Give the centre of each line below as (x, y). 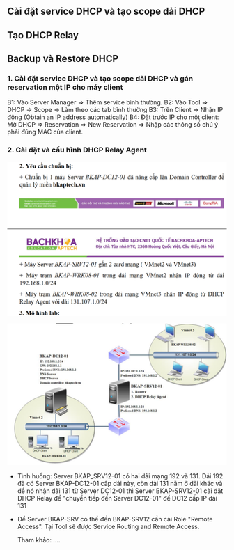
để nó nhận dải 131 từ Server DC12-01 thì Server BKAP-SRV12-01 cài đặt (120, 491)
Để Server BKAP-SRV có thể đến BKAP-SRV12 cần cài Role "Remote (115, 519)
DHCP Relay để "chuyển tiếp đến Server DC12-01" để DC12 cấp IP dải (117, 498)
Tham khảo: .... (39, 540)
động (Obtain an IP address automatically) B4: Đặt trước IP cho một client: (113, 117)
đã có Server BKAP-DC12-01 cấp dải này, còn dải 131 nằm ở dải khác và (120, 484)
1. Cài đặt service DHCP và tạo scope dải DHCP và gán (100, 79)
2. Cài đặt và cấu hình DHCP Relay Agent (77, 150)
